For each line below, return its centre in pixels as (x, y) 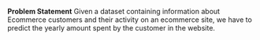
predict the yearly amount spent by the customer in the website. (111, 28)
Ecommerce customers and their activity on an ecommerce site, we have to (130, 20)
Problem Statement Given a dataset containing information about (114, 11)
